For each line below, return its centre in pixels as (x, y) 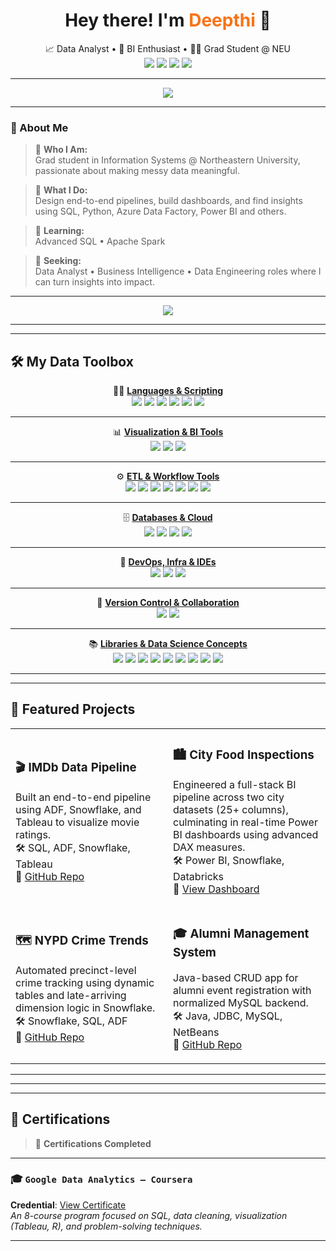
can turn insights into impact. (94, 282)
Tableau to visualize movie (77, 822)
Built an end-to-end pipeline (83, 797)
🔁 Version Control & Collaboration (168, 603)
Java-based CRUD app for (236, 977)
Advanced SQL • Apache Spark (100, 241)
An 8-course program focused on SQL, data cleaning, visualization (149, 1215)
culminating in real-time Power (245, 822)
